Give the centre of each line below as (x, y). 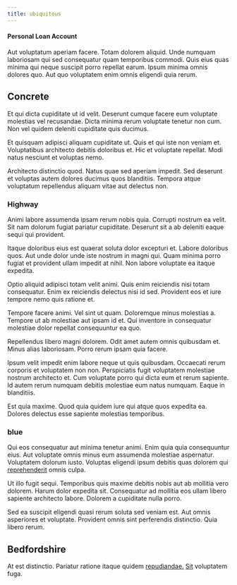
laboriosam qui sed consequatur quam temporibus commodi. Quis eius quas (118, 59)
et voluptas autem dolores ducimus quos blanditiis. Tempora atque (104, 178)
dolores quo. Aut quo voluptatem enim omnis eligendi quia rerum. (102, 74)
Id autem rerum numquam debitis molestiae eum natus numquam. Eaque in (116, 385)
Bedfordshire (37, 549)
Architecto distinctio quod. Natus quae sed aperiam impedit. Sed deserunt (115, 171)
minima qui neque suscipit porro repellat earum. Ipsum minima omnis (108, 67)
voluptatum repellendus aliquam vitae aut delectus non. (88, 186)
